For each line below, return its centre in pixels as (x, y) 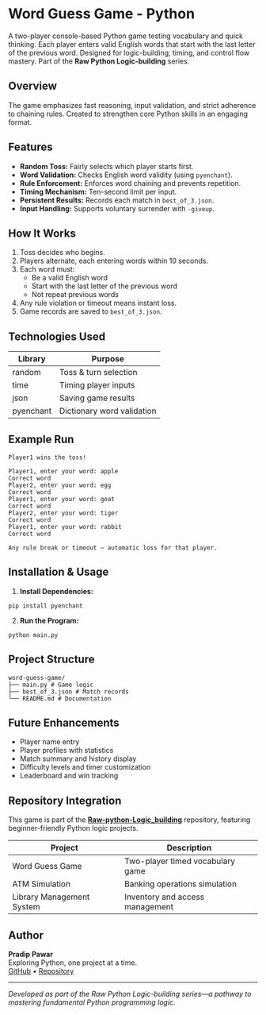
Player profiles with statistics (66, 751)
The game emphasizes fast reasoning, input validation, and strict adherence (132, 105)
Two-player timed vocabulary (180, 861)
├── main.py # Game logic (51, 685)
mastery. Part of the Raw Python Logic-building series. (99, 61)
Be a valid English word (70, 278)
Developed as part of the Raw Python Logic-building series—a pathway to (130, 994)
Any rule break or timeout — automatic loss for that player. (113, 548)
